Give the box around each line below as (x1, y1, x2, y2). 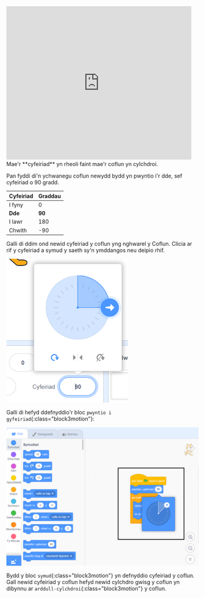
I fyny (9, 201, 23, 208)
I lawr (9, 218, 23, 225)
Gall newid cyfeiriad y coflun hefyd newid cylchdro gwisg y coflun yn (6, 578, 180, 586)
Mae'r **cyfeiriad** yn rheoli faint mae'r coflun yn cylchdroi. (6, 160, 159, 167)
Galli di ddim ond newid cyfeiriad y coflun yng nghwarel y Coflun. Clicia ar (6, 240, 192, 247)
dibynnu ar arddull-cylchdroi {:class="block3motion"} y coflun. (6, 585, 167, 593)
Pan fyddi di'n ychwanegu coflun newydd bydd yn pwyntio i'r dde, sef (6, 172, 182, 179)
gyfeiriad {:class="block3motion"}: (6, 415, 95, 422)
